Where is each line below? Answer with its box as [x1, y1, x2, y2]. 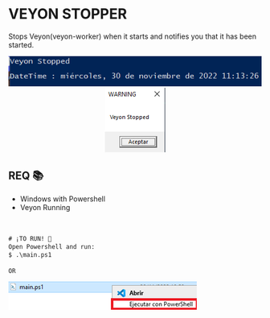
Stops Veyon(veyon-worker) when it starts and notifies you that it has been [8, 31, 257, 41]
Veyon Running [19, 203, 71, 213]
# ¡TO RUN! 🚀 [8, 235, 52, 243]
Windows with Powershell [19, 194, 106, 204]
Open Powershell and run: [8, 243, 95, 251]
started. [8, 39, 35, 49]
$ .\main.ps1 [8, 251, 52, 259]
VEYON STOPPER [8, 5, 127, 23]
